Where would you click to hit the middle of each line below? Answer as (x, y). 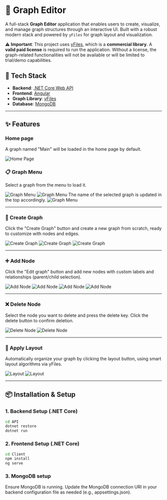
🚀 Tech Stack (26, 76)
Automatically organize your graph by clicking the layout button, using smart (83, 358)
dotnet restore (21, 426)
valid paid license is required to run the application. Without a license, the (81, 49)
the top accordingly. (26, 200)
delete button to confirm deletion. (39, 320)
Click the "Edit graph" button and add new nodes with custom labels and (80, 272)
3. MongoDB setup (28, 476)
